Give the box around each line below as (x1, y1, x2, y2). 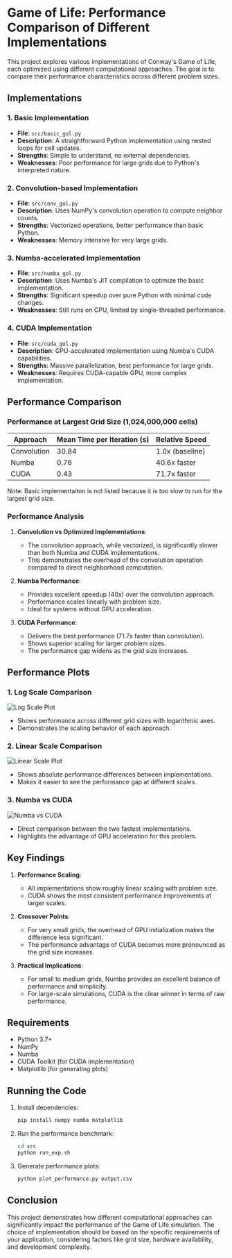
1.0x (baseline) (155, 447, 206, 456)
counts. (17, 213, 39, 222)
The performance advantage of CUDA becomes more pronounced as (27, 940, 226, 949)
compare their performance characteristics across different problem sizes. (7, 72, 220, 81)
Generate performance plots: (17, 1161, 100, 1170)
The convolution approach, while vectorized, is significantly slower (27, 540, 218, 549)
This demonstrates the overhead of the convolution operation (27, 556, 203, 564)
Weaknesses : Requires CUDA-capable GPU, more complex (17, 368, 187, 376)
